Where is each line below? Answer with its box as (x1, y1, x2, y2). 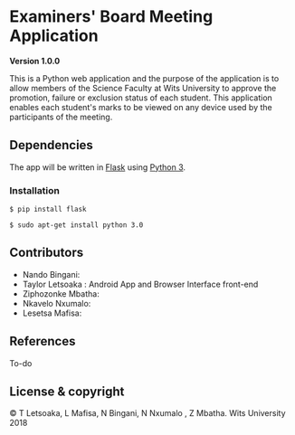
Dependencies (9, 137, 93, 153)
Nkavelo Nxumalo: (22, 298, 91, 308)
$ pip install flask (9, 205, 88, 214)
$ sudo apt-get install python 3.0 (9, 221, 144, 230)
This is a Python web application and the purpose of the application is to (9, 72, 280, 83)
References (9, 334, 76, 349)
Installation (9, 184, 61, 196)
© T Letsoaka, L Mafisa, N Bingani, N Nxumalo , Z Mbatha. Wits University (9, 408, 287, 419)
